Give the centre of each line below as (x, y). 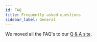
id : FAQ (14, 10)
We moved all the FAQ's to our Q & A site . (49, 34)
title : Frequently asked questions (43, 15)
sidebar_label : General (31, 19)
